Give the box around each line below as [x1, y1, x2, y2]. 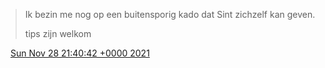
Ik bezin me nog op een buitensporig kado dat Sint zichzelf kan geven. [24, 9, 316, 20]
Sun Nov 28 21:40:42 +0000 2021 [9, 47, 150, 59]
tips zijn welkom [24, 28, 92, 39]
